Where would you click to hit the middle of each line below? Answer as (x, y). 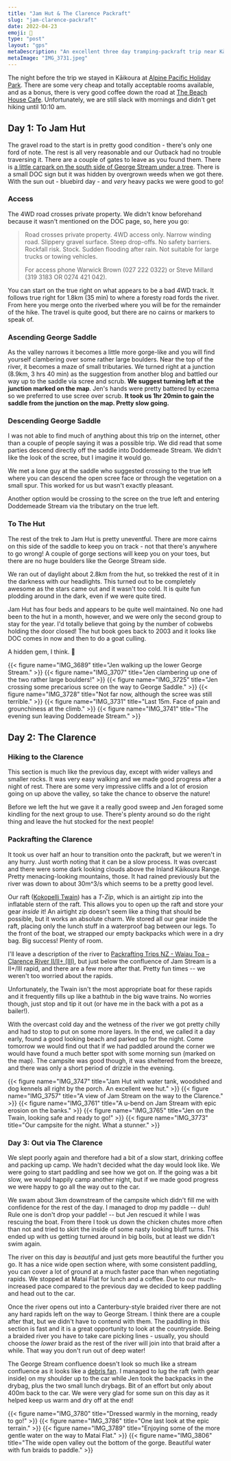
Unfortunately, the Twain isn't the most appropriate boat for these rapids (110, 989)
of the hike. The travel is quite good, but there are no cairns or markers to (111, 312)
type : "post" (26, 39)
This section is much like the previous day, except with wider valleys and (110, 772)
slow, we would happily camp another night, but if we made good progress (113, 1180)
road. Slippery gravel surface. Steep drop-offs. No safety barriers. (118, 241)
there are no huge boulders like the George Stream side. (87, 560)
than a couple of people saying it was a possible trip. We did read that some (115, 443)
